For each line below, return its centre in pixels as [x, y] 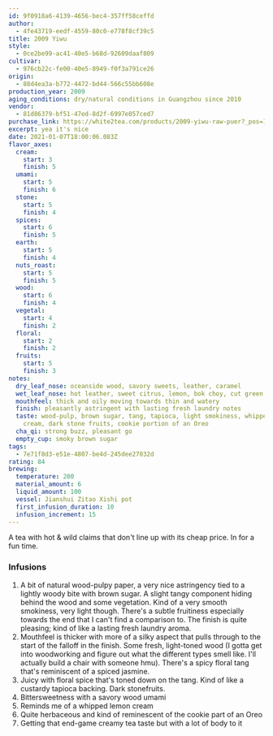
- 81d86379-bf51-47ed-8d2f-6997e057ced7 [85, 115]
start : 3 [38, 159]
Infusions [28, 567]
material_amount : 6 [49, 484]
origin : [22, 76]
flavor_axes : [30, 144]
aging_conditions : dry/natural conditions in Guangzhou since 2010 [125, 99]
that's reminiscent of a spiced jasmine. [85, 671]
